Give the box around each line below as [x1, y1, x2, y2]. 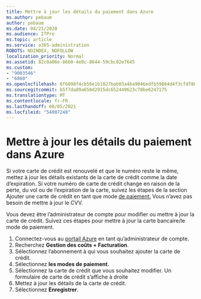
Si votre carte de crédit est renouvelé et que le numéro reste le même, [6, 167, 179, 174]
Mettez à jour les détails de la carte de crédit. [14, 280, 127, 287]
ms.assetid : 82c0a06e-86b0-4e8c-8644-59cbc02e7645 [6, 59, 135, 65]
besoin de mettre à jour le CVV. [6, 199, 83, 207]
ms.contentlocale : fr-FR [6, 98, 68, 104]
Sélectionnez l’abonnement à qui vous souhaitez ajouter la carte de [14, 248, 181, 255]
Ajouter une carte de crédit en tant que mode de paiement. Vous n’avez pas [6, 193, 193, 200]
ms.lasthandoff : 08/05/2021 [6, 103, 77, 110]
